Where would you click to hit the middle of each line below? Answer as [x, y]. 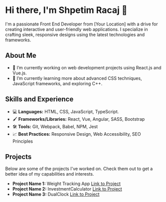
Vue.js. [19, 73]
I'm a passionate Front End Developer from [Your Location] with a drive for [82, 24]
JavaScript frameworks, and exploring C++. [57, 83]
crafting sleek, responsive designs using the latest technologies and [75, 34]
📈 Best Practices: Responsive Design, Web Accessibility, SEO [77, 134]
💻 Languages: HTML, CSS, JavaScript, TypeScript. [66, 111]
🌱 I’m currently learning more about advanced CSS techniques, [77, 78]
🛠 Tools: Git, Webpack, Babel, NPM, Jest [55, 126]
